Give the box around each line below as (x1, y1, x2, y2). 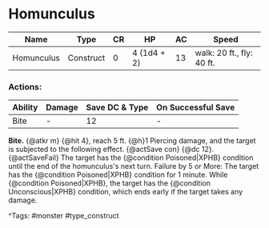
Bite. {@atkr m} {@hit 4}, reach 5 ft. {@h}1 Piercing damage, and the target (8, 136, 256, 146)
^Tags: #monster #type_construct (8, 211, 119, 221)
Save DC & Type (86, 102, 149, 113)
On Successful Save (155, 102, 235, 113)
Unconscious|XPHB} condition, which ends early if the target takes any (8, 187, 243, 197)
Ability (12, 102, 38, 113)
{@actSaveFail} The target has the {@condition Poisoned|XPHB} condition (8, 153, 254, 162)
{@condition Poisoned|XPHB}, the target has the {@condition (8, 178, 211, 188)
